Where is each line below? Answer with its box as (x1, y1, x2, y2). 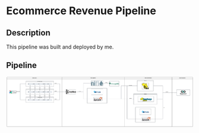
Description (6, 28, 50, 38)
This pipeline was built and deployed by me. (6, 43, 114, 50)
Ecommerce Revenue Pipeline (6, 4, 156, 18)
